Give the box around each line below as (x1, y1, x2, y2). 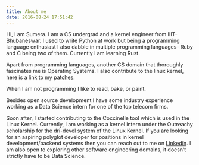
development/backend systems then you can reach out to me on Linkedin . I (6, 139, 191, 147)
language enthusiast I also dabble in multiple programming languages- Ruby (6, 43, 194, 50)
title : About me (6, 8, 46, 15)
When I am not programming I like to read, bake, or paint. (6, 85, 146, 92)
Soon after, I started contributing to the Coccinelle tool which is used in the (6, 114, 190, 122)
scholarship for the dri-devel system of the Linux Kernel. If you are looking (6, 127, 189, 134)
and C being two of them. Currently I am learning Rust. (6, 49, 140, 56)
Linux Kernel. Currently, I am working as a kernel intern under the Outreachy (6, 120, 194, 128)
